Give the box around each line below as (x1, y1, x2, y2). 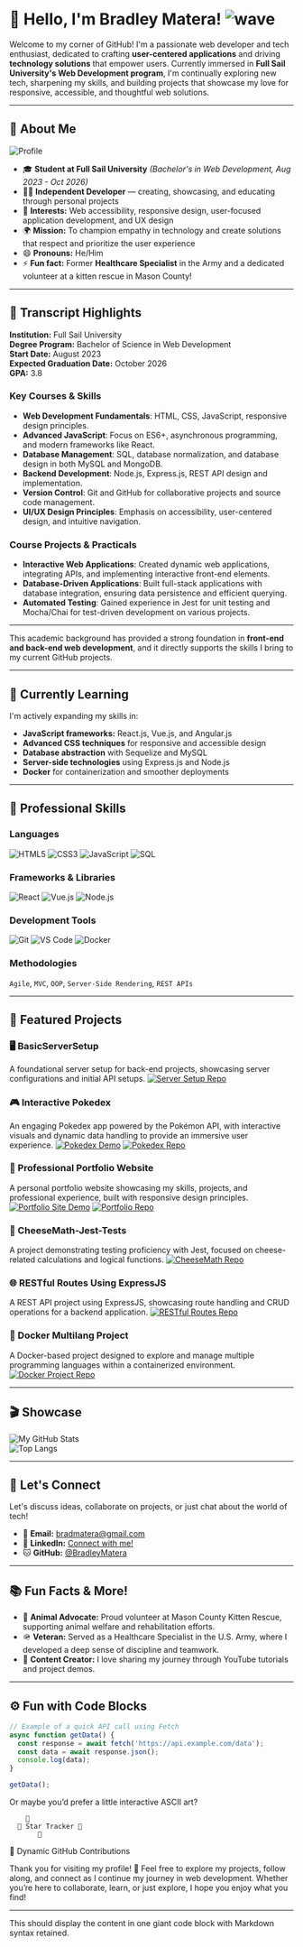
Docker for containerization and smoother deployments (22, 766, 230, 777)
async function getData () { (9, 1730, 115, 1739)
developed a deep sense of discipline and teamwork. (22, 1645, 219, 1656)
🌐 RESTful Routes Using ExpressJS (9, 1277, 167, 1289)
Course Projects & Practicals (9, 538, 137, 550)
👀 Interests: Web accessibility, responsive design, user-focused (22, 205, 262, 216)
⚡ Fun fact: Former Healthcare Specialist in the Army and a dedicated (22, 257, 285, 268)
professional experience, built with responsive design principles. (9, 1192, 249, 1203)
